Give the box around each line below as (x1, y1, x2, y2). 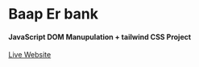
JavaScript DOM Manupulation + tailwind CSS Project (8, 31, 192, 41)
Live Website (8, 50, 52, 60)
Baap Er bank (8, 5, 99, 23)
